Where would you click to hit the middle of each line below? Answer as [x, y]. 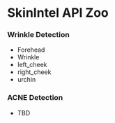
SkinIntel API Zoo [58, 13]
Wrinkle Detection [38, 35]
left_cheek [32, 65]
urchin [26, 80]
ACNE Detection [35, 98]
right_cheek [34, 72]
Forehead [31, 50]
